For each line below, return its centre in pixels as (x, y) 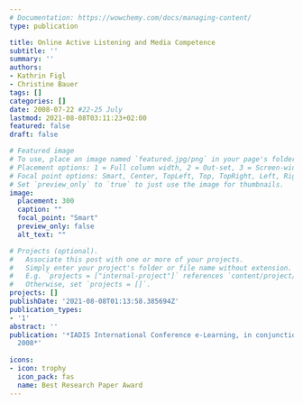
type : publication (44, 26)
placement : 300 (46, 201)
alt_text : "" (42, 234)
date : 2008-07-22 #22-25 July (66, 109)
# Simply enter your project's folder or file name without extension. (151, 268)
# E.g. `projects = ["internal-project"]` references (116, 276)
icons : (22, 360)
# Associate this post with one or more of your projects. (127, 259)
